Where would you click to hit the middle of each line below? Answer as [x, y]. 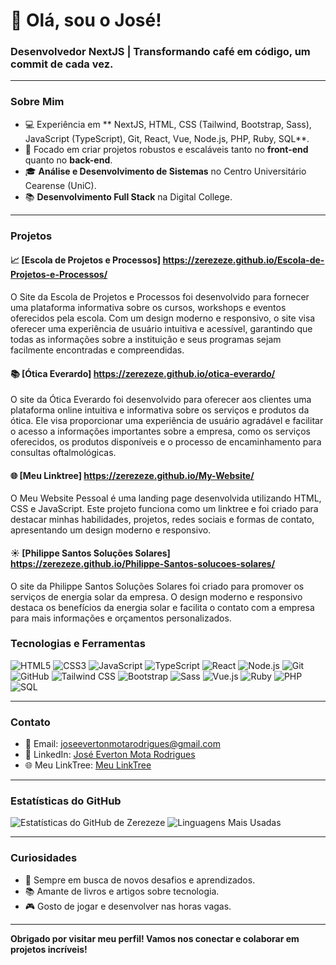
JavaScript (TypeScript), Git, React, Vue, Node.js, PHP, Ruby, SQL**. [167, 138]
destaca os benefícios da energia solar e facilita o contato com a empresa [162, 607]
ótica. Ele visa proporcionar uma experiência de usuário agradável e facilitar [167, 421]
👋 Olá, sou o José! [86, 20]
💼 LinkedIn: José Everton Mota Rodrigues [110, 755]
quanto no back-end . [68, 160]
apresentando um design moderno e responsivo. [111, 530]
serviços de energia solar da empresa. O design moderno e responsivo [156, 596]
